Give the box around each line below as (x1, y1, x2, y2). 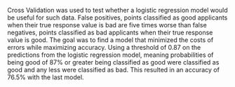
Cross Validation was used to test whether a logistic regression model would (7, 6, 228, 14)
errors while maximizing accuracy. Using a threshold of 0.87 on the (7, 43, 201, 51)
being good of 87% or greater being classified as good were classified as (7, 58, 220, 66)
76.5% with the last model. (7, 73, 84, 81)
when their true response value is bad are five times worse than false (7, 21, 207, 29)
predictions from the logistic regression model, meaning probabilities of (7, 51, 214, 59)
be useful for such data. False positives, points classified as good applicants (7, 13, 228, 22)
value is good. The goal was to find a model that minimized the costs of (7, 36, 214, 44)
